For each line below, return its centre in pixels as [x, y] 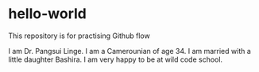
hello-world [48, 14]
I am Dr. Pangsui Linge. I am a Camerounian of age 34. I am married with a [130, 51]
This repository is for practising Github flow [79, 36]
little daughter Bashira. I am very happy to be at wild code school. [116, 59]
